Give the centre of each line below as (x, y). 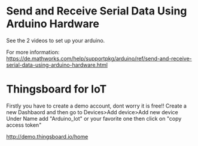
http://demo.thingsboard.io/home (47, 136)
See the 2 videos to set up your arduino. (56, 40)
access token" (24, 125)
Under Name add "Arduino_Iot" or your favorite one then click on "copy (94, 118)
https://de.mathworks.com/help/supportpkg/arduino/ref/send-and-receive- (99, 58)
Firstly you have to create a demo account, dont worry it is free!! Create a (97, 106)
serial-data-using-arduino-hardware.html (57, 65)
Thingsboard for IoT (57, 89)
